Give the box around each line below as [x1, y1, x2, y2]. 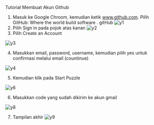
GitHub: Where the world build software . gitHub [12, 20, 113, 25]
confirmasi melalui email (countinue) [12, 55, 89, 61]
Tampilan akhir [12, 114, 44, 120]
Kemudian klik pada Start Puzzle [12, 75, 81, 80]
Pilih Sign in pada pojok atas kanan [12, 25, 86, 31]
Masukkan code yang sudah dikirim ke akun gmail [12, 95, 118, 100]
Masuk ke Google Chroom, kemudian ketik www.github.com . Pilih [12, 14, 149, 20]
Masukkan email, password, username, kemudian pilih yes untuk [12, 50, 148, 56]
